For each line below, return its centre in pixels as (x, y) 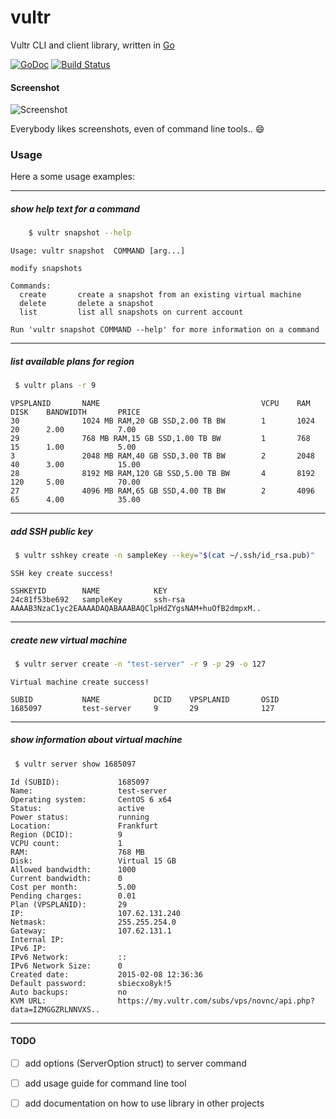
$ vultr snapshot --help (80, 233)
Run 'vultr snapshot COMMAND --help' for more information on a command (165, 330)
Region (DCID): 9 (66, 834)
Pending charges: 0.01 (73, 896)
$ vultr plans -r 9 (55, 386)
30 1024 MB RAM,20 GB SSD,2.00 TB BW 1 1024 (162, 421)
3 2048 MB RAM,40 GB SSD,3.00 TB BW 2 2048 (162, 456)
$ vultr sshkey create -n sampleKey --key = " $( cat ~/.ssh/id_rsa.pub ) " (164, 556)
